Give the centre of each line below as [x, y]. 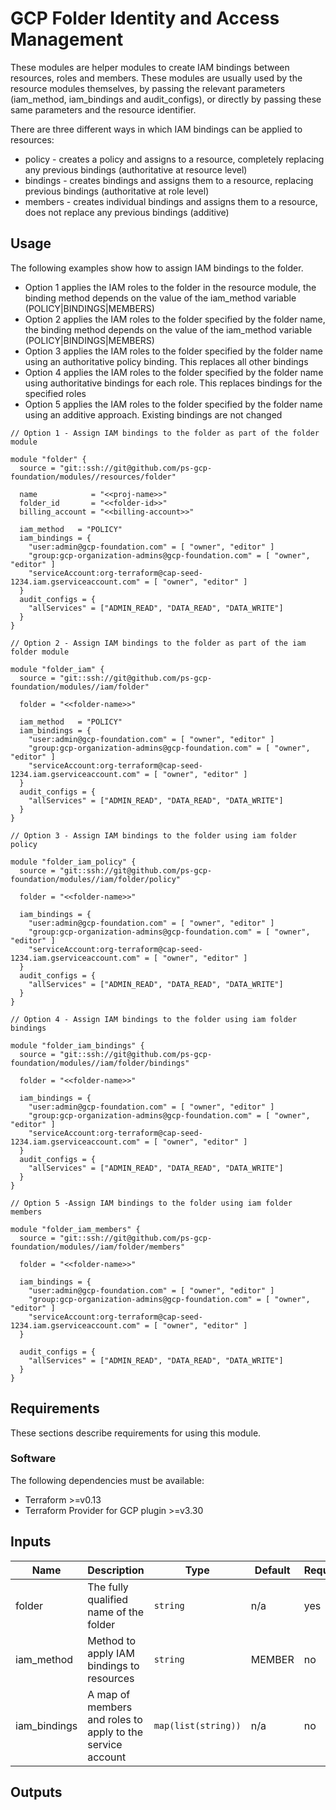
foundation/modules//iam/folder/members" [98, 1247]
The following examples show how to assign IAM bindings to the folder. [157, 268]
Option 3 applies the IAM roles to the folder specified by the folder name [173, 351]
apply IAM [111, 1653]
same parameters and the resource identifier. [103, 109]
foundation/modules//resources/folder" [93, 477]
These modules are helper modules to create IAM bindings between [150, 67]
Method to [112, 1640]
